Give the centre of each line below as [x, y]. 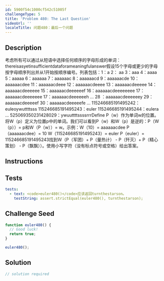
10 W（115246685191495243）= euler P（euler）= [93, 133]
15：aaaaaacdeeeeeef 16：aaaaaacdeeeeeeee [88, 91]
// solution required [27, 274]
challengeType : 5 [23, 14]
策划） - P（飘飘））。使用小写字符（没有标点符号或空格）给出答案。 [73, 145]
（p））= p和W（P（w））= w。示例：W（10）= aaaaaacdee [65, 127]
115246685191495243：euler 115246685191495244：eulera [99, 109]
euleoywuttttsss [21, 109]
